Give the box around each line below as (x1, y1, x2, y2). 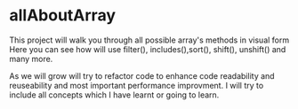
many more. (9, 53, 53, 64)
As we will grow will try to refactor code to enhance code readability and (9, 70, 275, 81)
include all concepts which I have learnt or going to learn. (9, 90, 220, 100)
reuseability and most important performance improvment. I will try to (9, 80, 264, 90)
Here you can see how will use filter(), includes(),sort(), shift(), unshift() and (9, 43, 286, 54)
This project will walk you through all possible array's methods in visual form (9, 35, 290, 45)
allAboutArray (9, 5, 117, 26)
